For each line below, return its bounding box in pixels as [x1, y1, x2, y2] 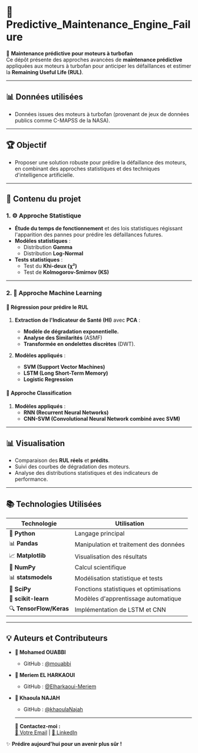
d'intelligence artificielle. [14, 171, 75, 179]
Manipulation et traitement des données [74, 540, 185, 549]
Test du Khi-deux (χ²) [23, 262, 78, 270]
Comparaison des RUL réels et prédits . [14, 457, 110, 464]
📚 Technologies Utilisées [6, 499, 102, 509]
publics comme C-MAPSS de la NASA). [14, 117, 111, 124]
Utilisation [115, 520, 144, 528]
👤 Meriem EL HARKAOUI [14, 672, 75, 679]
